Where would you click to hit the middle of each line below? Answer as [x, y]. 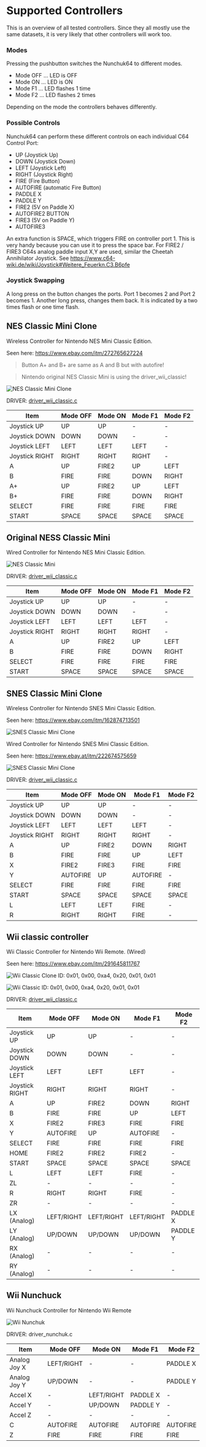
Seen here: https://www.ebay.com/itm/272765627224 [74, 353]
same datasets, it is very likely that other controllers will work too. [89, 34]
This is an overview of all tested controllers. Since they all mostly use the [98, 28]
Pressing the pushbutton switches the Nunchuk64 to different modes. [94, 64]
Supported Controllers [65, 11]
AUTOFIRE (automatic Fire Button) [58, 187]
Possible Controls [33, 123]
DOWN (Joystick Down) [45, 161]
